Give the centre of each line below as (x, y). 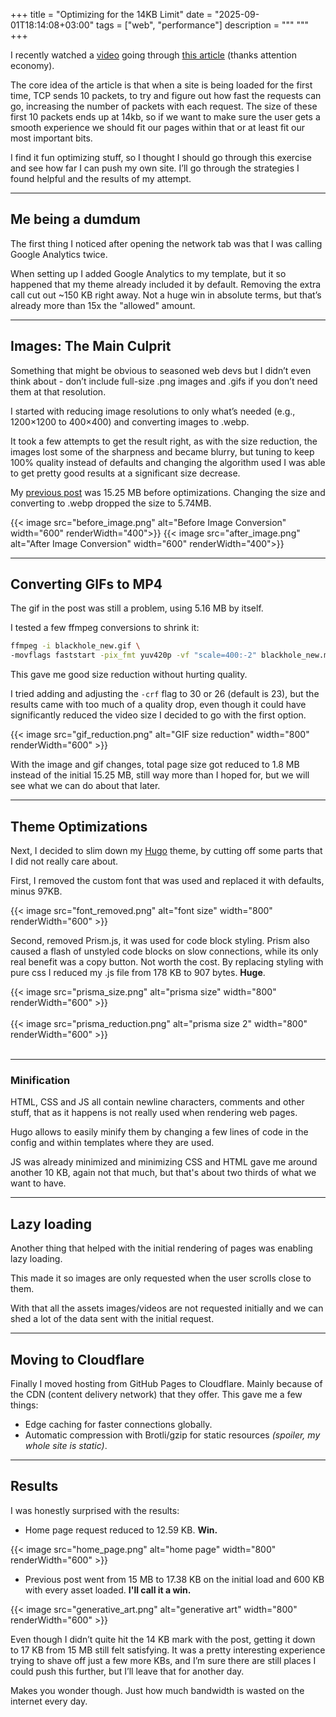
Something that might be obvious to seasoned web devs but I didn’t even (161, 370)
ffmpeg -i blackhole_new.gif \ (75, 646)
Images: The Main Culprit (91, 346)
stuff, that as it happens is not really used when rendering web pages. (154, 1113)
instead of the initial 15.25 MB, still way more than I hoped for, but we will (160, 775)
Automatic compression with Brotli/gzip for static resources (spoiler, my (172, 1435)
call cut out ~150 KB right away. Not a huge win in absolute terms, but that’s (166, 295)
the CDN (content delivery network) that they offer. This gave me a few (156, 1394)
